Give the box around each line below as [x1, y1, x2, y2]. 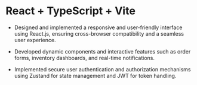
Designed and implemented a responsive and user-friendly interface [14, 24, 183, 31]
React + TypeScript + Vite [5, 4, 136, 18]
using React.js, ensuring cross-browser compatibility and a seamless [14, 30, 184, 37]
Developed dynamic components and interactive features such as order [14, 48, 191, 55]
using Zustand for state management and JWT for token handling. [14, 72, 177, 79]
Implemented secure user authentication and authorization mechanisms [14, 65, 192, 73]
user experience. [14, 36, 56, 43]
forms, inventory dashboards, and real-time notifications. [14, 54, 155, 61]
